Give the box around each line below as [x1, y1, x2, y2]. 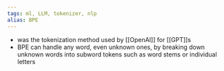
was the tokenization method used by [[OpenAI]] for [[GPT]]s [17, 35, 192, 43]
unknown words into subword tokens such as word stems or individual [17, 50, 217, 59]
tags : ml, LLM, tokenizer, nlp [7, 10, 97, 17]
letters [17, 57, 36, 65]
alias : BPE [7, 17, 39, 23]
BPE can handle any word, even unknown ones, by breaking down [17, 43, 205, 51]
